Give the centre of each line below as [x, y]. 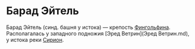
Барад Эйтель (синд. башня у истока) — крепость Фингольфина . [88, 27]
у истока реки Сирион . [35, 40]
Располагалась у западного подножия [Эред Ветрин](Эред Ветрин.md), [98, 33]
